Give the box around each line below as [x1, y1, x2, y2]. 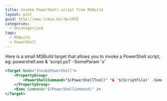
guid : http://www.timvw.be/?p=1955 [5, 16, 79, 21]
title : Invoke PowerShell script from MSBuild [5, 7, 103, 12]
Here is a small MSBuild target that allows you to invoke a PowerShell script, [5, 53, 161, 59]
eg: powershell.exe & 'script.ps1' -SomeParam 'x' [5, 58, 106, 65]
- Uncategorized [9, 26, 43, 31]
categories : [5, 21, 30, 26]
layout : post [5, 12, 32, 17]
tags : [5, 30, 16, 35]
